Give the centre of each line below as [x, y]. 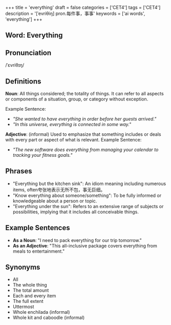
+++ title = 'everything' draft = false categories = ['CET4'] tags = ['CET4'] [83, 7]
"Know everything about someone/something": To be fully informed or [87, 195]
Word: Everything [34, 35]
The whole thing [30, 285]
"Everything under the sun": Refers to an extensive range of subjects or [88, 206]
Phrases [19, 171]
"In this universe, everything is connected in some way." [72, 125]
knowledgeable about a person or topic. [55, 201]
